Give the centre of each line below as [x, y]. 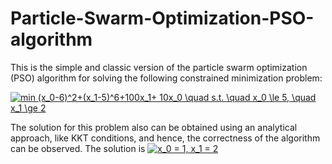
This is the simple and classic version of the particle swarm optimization [159, 67]
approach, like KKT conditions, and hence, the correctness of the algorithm [165, 138]
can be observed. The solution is [78, 148]
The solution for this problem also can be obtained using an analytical [154, 127]
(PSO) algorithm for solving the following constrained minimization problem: [166, 78]
